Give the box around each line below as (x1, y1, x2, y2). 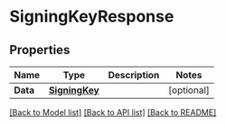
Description (108, 69, 160, 81)
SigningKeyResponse (9, 6, 174, 27)
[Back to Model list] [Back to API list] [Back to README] (9, 107, 217, 118)
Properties (9, 42, 71, 58)
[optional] (168, 84, 211, 96)
